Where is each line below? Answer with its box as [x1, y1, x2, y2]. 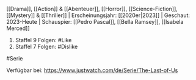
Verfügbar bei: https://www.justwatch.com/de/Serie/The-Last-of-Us [6, 67, 178, 74]
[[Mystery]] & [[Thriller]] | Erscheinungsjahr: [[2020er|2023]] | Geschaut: [6, 12, 191, 19]
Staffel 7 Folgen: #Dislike [15, 43, 78, 50]
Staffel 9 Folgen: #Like [15, 37, 72, 43]
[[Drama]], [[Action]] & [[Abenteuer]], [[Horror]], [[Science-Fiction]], [6, 5, 178, 12]
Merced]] [6, 24, 30, 32]
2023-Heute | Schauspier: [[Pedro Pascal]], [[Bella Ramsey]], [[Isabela [6, 18, 184, 25]
